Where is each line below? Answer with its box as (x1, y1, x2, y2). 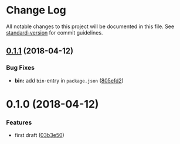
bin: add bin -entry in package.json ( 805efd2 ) (14, 77, 124, 84)
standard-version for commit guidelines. (6, 29, 103, 36)
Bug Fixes (6, 64, 35, 72)
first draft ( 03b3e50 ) (14, 132, 64, 139)
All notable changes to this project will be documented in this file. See (6, 23, 175, 30)
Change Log (6, 4, 66, 17)
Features (6, 118, 32, 126)
